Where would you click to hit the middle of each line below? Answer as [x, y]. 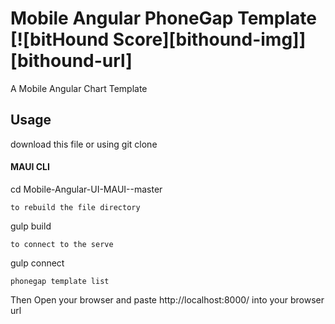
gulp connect [37, 263]
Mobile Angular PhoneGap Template [164, 18]
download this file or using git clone [84, 144]
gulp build [31, 226]
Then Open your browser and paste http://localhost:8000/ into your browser [167, 299]
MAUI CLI [30, 167]
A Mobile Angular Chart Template [79, 88]
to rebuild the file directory [75, 207]
